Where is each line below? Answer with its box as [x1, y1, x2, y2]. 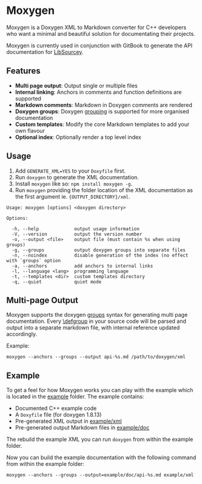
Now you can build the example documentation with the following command [6, 454, 197, 461]
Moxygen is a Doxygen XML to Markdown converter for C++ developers [6, 24, 187, 31]
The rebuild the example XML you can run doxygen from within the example [6, 436, 194, 443]
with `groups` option [6, 257, 61, 264]
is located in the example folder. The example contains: [6, 393, 144, 400]
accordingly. [6, 331, 38, 338]
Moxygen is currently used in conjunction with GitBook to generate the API [6, 42, 193, 49]
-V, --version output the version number [12, 231, 143, 237]
